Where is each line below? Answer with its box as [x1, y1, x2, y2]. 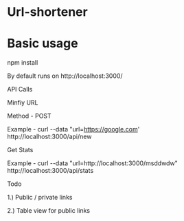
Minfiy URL [7, 98, 39, 107]
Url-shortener [7, 4, 88, 20]
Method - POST [7, 112, 51, 120]
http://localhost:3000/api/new [7, 132, 92, 141]
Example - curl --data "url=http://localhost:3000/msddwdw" [7, 159, 179, 167]
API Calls [7, 85, 33, 94]
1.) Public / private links [7, 193, 73, 202]
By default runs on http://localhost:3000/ [7, 72, 123, 80]
